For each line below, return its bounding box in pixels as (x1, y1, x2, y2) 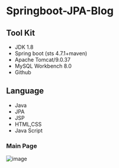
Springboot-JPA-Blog (6, 4, 114, 18)
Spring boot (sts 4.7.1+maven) (14, 50, 88, 57)
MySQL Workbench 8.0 (14, 62, 72, 69)
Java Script (14, 126, 43, 134)
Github (14, 69, 31, 75)
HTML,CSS (14, 121, 42, 128)
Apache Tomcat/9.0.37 (14, 56, 71, 63)
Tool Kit (6, 28, 36, 38)
